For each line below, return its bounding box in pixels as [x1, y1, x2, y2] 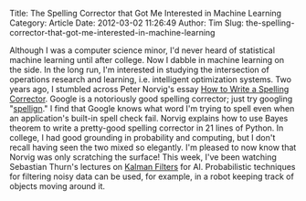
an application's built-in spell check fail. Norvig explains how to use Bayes [9, 113, 289, 123]
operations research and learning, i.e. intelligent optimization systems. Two [9, 74, 292, 85]
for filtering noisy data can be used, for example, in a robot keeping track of [9, 171, 294, 182]
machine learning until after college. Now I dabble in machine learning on [9, 55, 285, 65]
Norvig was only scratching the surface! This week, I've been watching [9, 152, 277, 163]
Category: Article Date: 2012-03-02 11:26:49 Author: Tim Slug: [9, 17, 245, 28]
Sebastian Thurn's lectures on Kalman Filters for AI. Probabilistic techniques [9, 162, 296, 172]
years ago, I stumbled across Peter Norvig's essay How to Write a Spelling [9, 84, 290, 94]
